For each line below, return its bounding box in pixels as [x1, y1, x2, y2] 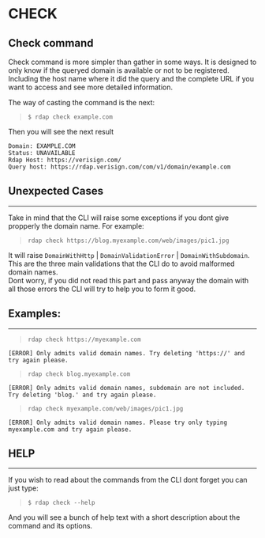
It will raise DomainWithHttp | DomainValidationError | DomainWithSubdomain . [8, 250, 250, 260]
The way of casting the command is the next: [8, 98, 155, 107]
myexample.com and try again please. [8, 425, 132, 434]
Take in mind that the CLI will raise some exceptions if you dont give [8, 213, 230, 222]
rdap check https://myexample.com [27, 335, 141, 343]
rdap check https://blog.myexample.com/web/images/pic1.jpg [27, 237, 230, 244]
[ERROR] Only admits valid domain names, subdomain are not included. [8, 384, 245, 392]
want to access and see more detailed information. [8, 82, 174, 92]
